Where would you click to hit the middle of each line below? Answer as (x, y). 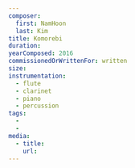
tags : (17, 114)
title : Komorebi (35, 38)
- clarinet (34, 91)
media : (19, 136)
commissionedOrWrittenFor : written (68, 61)
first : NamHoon (41, 23)
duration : (25, 46)
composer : (25, 16)
